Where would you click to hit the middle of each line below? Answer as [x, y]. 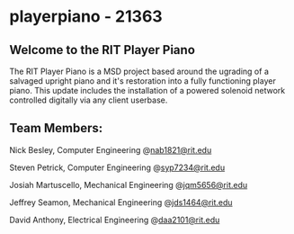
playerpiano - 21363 [86, 17]
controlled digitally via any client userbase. [89, 100]
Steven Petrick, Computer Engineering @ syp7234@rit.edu [117, 167]
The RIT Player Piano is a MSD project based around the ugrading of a [139, 71]
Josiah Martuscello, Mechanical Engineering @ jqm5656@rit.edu [129, 184]
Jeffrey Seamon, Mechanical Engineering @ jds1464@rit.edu [121, 202]
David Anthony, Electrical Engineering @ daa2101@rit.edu [115, 220]
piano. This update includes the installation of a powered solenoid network [147, 90]
